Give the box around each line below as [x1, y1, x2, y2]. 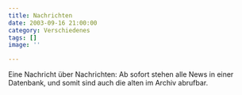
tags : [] [8, 33, 37, 42]
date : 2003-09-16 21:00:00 [8, 19, 98, 27]
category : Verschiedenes [8, 26, 90, 34]
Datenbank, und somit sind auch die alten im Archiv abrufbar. [8, 78, 209, 88]
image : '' [8, 41, 41, 49]
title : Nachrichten [8, 11, 73, 20]
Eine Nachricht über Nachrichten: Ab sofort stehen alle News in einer [8, 70, 234, 79]
